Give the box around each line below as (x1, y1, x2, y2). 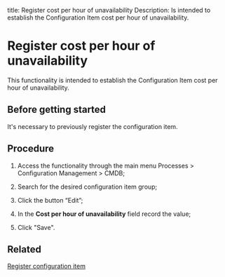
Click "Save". (17, 223, 55, 231)
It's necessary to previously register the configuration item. (7, 122, 178, 130)
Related (7, 243, 42, 255)
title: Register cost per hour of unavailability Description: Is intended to (7, 6, 211, 14)
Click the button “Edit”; (17, 196, 83, 204)
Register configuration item (7, 262, 86, 271)
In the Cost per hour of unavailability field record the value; (17, 210, 191, 218)
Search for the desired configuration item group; (17, 182, 158, 191)
